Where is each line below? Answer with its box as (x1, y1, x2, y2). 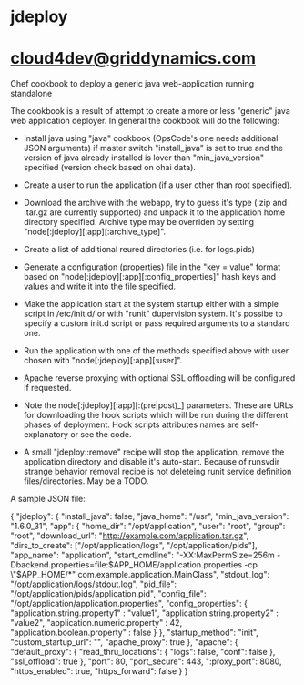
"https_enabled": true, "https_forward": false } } (10, 666, 188, 677)
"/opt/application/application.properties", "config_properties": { (10, 598, 248, 609)
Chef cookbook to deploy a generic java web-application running (10, 78, 255, 89)
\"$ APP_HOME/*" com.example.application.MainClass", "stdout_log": (10, 569, 270, 580)
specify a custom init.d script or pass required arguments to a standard (23, 318, 290, 329)
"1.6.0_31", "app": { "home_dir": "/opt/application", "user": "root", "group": (10, 521, 286, 532)
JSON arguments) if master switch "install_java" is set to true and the (23, 143, 284, 154)
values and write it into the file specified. (23, 281, 177, 292)
